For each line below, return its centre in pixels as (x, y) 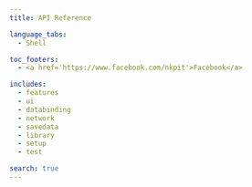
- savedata (38, 127)
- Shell (32, 43)
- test (30, 152)
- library (36, 135)
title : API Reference (51, 18)
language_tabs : (38, 34)
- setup (32, 144)
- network (36, 118)
